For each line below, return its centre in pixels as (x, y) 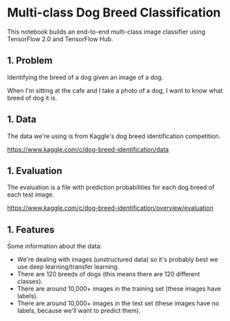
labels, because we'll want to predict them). (79, 311)
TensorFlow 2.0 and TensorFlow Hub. (60, 38)
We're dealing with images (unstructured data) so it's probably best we (117, 260)
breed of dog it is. (32, 98)
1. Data (22, 119)
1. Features (31, 229)
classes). (30, 281)
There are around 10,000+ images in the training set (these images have (119, 289)
